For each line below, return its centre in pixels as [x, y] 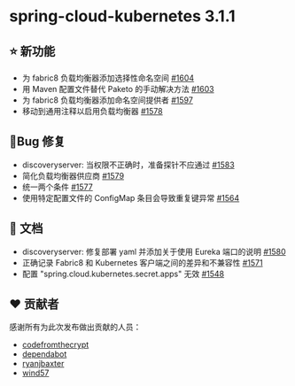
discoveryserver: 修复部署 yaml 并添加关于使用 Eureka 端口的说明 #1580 [154, 251]
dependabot [44, 354]
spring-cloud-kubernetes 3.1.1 [123, 16]
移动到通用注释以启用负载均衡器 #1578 [92, 111]
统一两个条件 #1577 [57, 187]
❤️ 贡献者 [34, 304]
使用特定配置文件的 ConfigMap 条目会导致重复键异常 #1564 [131, 197]
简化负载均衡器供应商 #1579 [73, 175]
